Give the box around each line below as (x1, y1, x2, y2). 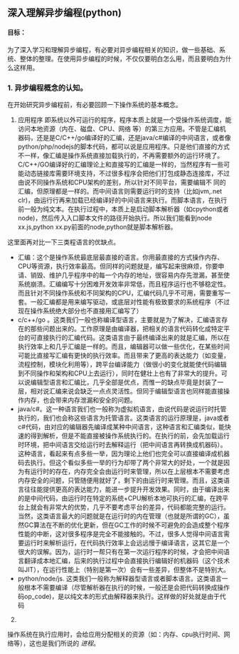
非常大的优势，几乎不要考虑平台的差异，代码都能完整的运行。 (48, 503, 230, 511)
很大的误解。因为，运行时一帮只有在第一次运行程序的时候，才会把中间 (17, 547, 224, 555)
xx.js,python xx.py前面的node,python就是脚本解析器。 (17, 222, 177, 231)
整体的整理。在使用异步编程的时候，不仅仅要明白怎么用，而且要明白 (19, 54, 219, 63)
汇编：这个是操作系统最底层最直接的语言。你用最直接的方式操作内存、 (17, 253, 224, 261)
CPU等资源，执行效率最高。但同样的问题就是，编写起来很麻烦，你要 (17, 261, 218, 270)
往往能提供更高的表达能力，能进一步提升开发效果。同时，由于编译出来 (23, 485, 230, 493)
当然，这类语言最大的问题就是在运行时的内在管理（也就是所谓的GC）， (17, 511, 224, 520)
